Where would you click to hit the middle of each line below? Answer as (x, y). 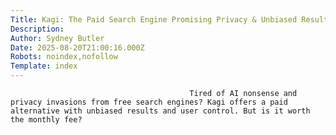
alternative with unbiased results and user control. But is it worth (160, 111)
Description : (37, 29)
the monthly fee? (46, 120)
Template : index (44, 66)
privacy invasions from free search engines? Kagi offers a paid (149, 102)
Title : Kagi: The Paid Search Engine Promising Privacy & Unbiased (154, 19)
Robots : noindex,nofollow (64, 57)
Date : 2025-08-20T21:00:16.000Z (77, 47)
